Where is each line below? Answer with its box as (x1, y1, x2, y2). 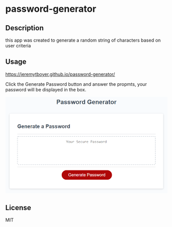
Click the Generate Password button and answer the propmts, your (5, 81, 147, 87)
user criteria (5, 43, 31, 49)
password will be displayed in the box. (5, 86, 87, 92)
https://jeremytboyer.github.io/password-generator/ (5, 71, 115, 77)
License (5, 203, 31, 212)
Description (5, 24, 44, 32)
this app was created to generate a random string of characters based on (5, 37, 161, 43)
